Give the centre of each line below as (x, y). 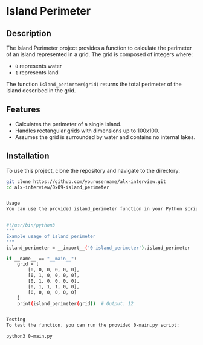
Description (29, 34)
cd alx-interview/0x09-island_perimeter (58, 187)
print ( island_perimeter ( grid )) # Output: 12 (76, 303)
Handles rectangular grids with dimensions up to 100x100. (87, 131)
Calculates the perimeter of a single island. (68, 124)
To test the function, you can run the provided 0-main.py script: (93, 325)
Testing (16, 320)
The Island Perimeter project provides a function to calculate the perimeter (99, 48)
